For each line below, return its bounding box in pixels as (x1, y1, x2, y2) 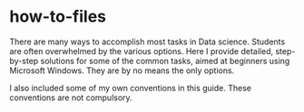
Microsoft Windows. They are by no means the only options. (9, 65, 235, 76)
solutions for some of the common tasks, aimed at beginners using (40, 55, 290, 66)
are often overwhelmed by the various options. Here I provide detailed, (9, 45, 274, 56)
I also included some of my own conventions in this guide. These (9, 82, 252, 93)
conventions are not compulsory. (9, 92, 133, 103)
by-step (9, 55, 39, 66)
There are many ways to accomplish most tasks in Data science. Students (9, 36, 286, 47)
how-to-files (9, 6, 107, 27)
